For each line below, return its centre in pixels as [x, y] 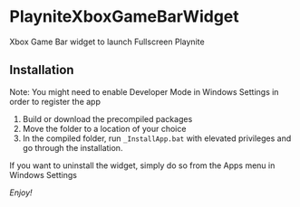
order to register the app [55, 101]
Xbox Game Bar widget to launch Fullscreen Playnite [107, 42]
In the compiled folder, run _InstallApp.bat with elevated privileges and [157, 138]
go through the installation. [73, 147]
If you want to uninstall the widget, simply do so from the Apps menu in [142, 165]
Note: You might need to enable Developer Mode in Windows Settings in [144, 91]
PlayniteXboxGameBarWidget [125, 17]
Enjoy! [21, 193]
